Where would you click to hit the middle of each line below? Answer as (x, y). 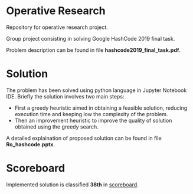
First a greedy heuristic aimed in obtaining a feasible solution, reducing (101, 108)
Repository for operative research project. (57, 27)
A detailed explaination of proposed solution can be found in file (84, 138)
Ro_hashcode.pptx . (30, 144)
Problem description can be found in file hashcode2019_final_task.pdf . (94, 50)
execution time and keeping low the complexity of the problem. (91, 114)
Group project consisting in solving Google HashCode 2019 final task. (91, 38)
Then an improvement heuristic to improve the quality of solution (93, 120)
